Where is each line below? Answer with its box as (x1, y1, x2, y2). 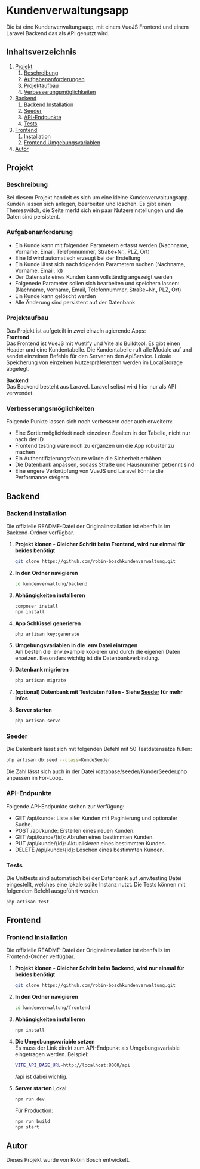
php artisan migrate (14, 678, 66, 684)
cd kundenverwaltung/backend (14, 580, 88, 587)
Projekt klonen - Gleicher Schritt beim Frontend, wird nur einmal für (14, 541, 186, 548)
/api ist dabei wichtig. (14, 1073, 68, 1080)
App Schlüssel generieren (14, 619, 81, 627)
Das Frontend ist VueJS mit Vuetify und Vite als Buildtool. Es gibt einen (6, 340, 180, 347)
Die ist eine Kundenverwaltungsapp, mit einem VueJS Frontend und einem (6, 23, 189, 30)
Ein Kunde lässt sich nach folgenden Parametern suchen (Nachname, (14, 260, 186, 267)
